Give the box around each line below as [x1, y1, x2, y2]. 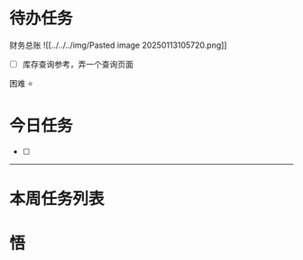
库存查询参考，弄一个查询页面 [22, 58, 133, 69]
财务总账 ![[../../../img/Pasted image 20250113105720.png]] [9, 40, 227, 50]
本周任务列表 [9, 189, 106, 210]
